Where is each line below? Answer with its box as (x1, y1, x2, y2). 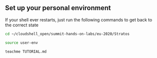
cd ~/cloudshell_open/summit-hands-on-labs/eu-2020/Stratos (5, 31, 130, 36)
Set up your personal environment (5, 4, 111, 12)
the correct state (5, 22, 39, 28)
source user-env (5, 40, 38, 45)
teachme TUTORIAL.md (5, 49, 47, 54)
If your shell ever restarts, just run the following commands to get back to (5, 17, 153, 22)
